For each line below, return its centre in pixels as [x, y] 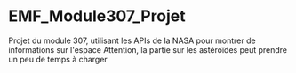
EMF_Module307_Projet [97, 16]
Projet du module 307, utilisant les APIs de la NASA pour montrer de [132, 40]
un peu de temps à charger [58, 59]
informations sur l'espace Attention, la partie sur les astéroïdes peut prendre [148, 49]
